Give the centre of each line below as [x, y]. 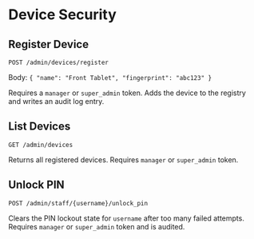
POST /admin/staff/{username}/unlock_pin [78, 203]
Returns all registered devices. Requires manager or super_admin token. [123, 159]
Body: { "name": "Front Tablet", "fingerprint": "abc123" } [110, 77]
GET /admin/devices [41, 145]
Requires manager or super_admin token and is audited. [97, 226]
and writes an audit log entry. [56, 101]
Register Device [49, 44]
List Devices [40, 127]
